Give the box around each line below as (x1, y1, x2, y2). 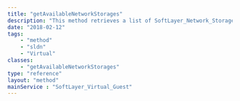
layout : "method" (7, 76, 59, 84)
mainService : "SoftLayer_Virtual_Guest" (7, 83, 133, 90)
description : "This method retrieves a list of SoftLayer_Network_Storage (7, 17, 235, 24)
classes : (7, 57, 34, 64)
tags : (7, 30, 24, 38)
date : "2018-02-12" (7, 23, 66, 31)
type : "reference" (7, 70, 62, 77)
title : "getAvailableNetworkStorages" (7, 10, 123, 18)
